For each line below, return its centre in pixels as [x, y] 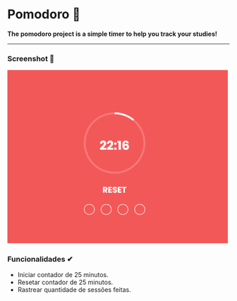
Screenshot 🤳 [31, 58]
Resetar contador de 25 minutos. [65, 282]
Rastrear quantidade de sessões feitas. [74, 289]
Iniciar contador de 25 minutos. [63, 274]
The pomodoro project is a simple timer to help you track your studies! [112, 34]
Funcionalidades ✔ [40, 260]
